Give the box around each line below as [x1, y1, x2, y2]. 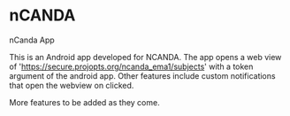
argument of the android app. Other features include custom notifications [9, 70, 276, 81]
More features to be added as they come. [9, 97, 161, 107]
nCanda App [9, 35, 55, 45]
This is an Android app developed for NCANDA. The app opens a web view [9, 51, 282, 62]
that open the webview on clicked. [9, 80, 134, 90]
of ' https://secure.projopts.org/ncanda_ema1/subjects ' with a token [9, 61, 254, 72]
